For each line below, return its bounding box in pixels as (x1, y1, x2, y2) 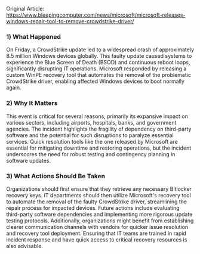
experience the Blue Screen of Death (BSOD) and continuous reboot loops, (6, 59, 190, 66)
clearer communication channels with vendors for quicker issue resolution (6, 223, 189, 230)
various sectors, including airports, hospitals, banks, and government (6, 119, 177, 126)
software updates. (6, 157, 51, 164)
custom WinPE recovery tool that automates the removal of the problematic (6, 72, 191, 79)
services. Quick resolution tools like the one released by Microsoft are (6, 138, 178, 145)
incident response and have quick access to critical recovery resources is (6, 236, 187, 243)
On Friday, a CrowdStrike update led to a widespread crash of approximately (6, 46, 195, 53)
